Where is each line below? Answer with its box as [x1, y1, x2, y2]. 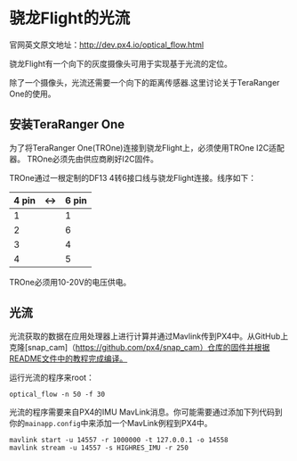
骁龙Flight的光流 [9, 8, 131, 29]
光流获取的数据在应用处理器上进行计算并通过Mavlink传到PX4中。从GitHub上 [9, 331, 289, 342]
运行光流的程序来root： [9, 372, 95, 383]
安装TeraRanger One [9, 117, 125, 132]
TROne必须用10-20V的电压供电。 [9, 276, 132, 287]
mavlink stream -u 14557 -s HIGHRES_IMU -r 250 [9, 443, 189, 452]
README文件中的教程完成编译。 [9, 353, 128, 364]
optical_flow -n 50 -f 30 [9, 390, 105, 399]
